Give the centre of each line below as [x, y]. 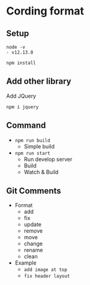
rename [33, 250]
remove [33, 231]
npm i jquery [22, 107]
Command [26, 126]
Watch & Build [41, 172]
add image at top [46, 270]
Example [26, 263]
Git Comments [34, 191]
